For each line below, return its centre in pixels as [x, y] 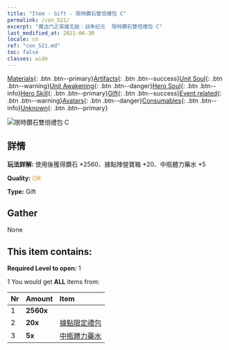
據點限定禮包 [80, 323]
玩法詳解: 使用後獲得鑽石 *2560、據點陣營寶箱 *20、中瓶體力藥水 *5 [107, 164]
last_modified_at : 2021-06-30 [51, 33]
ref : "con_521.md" [34, 46]
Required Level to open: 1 [44, 268]
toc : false [23, 53]
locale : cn [23, 40]
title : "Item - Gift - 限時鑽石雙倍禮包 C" [67, 14]
